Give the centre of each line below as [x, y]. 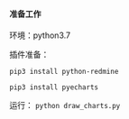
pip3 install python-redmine [64, 72]
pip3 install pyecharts [54, 87]
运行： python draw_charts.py [65, 105]
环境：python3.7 [40, 35]
